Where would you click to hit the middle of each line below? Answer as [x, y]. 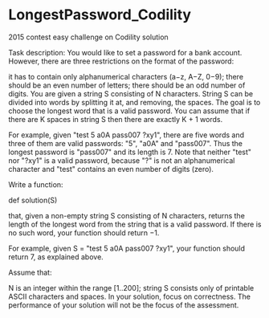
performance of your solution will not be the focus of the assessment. [124, 305]
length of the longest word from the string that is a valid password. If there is [135, 224]
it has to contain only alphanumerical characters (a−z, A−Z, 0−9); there [126, 76]
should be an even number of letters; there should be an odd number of [127, 85]
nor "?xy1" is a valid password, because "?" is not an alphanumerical [122, 160]
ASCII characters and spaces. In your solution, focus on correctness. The [130, 296]
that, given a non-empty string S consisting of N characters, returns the [126, 215]
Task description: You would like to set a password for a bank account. [125, 52]
